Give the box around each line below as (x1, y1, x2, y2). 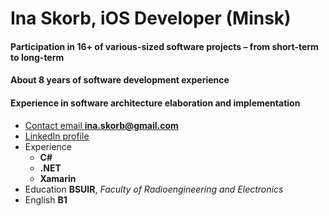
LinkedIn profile (24, 130, 90, 142)
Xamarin (39, 172, 77, 184)
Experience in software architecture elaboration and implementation (10, 97, 301, 109)
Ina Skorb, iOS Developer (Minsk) (10, 7, 292, 30)
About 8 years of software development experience (10, 74, 230, 86)
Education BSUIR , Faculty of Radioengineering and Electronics (24, 183, 284, 195)
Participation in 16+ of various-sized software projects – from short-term (10, 40, 319, 52)
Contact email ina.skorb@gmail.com (24, 119, 179, 131)
